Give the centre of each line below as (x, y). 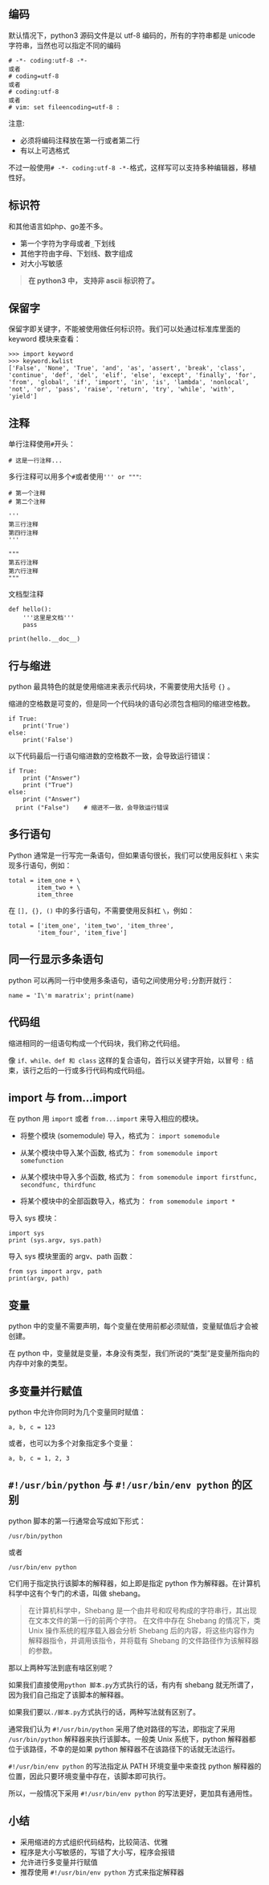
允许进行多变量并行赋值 (59, 1862)
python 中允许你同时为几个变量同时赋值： (77, 1412)
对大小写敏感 (41, 263)
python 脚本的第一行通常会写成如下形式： (77, 1521)
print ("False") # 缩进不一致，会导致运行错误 (92, 808)
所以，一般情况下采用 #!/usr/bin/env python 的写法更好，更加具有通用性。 (132, 1793)
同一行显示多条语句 (56, 959)
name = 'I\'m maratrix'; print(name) (71, 995)
